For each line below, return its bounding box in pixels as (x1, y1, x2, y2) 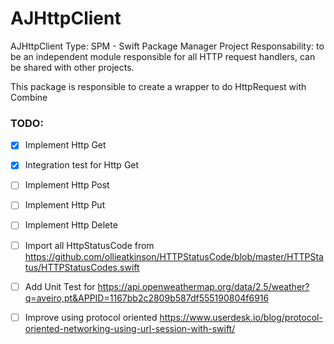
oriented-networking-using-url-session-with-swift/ (24, 322, 236, 334)
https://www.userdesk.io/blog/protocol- (159, 311, 323, 323)
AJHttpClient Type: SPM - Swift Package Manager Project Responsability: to (10, 40, 325, 52)
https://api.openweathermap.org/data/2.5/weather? (97, 280, 310, 292)
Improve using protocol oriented (24, 311, 158, 323)
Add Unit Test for (24, 280, 96, 292)
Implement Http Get (24, 139, 107, 151)
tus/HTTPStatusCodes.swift (24, 261, 140, 273)
